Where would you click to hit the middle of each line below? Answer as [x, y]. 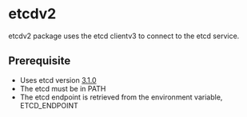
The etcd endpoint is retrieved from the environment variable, [121, 97]
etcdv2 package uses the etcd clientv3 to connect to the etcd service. [124, 36]
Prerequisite [40, 61]
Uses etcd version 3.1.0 [58, 80]
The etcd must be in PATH [63, 88]
